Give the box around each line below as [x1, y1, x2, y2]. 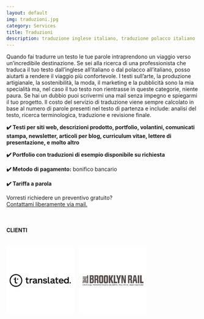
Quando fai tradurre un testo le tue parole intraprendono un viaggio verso [6, 53, 191, 60]
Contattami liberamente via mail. [6, 201, 87, 208]
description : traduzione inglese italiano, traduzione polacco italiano [6, 35, 195, 42]
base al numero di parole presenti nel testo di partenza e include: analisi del [6, 105, 197, 112]
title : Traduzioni [6, 29, 53, 35]
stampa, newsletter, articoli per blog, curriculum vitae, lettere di [6, 132, 172, 140]
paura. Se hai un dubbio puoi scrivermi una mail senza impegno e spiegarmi [6, 92, 197, 99]
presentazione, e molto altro [6, 139, 79, 146]
